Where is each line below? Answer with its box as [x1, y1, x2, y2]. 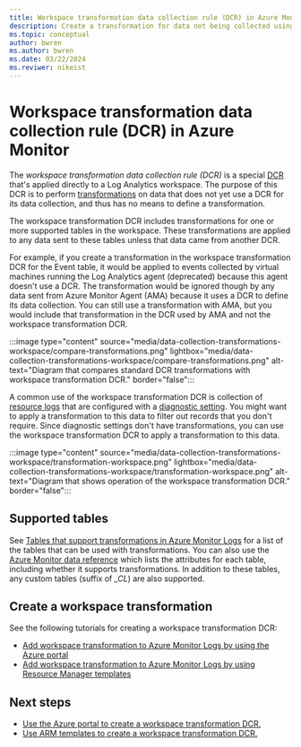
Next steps [9, 694, 72, 709]
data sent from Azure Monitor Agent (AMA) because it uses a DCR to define [9, 290, 289, 300]
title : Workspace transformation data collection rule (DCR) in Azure [9, 13, 279, 22]
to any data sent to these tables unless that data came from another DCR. [9, 234, 280, 245]
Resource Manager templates [21, 669, 132, 680]
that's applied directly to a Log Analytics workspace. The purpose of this [9, 178, 278, 189]
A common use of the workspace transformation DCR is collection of [9, 391, 263, 402]
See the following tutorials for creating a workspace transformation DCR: [9, 622, 278, 633]
